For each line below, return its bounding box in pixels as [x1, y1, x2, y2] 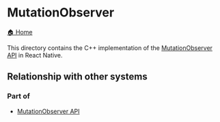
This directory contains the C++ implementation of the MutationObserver [7, 43, 213, 52]
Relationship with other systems [7, 71, 148, 83]
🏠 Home [7, 27, 33, 36]
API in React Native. [7, 51, 63, 59]
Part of [7, 91, 31, 101]
